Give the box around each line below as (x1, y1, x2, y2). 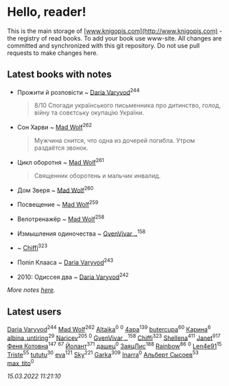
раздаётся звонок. (34, 144, 89, 152)
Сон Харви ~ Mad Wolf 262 (16, 122, 93, 131)
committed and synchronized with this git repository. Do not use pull (7, 41, 200, 49)
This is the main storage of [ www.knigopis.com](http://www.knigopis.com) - (7, 27, 223, 35)
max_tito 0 (7, 358, 34, 367)
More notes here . (7, 286, 56, 294)
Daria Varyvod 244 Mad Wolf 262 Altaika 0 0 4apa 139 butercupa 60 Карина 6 (7, 324, 211, 333)
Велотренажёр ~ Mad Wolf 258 (16, 214, 105, 223)
